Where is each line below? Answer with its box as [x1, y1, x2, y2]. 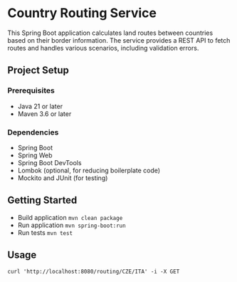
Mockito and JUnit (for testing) [17, 173, 108, 182]
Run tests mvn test [17, 228, 73, 236]
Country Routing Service [7, 5, 157, 21]
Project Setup [7, 64, 70, 76]
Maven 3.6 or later [17, 109, 72, 118]
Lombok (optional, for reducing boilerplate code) [17, 166, 161, 174]
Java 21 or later [17, 102, 63, 110]
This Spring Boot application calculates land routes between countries [7, 28, 214, 37]
